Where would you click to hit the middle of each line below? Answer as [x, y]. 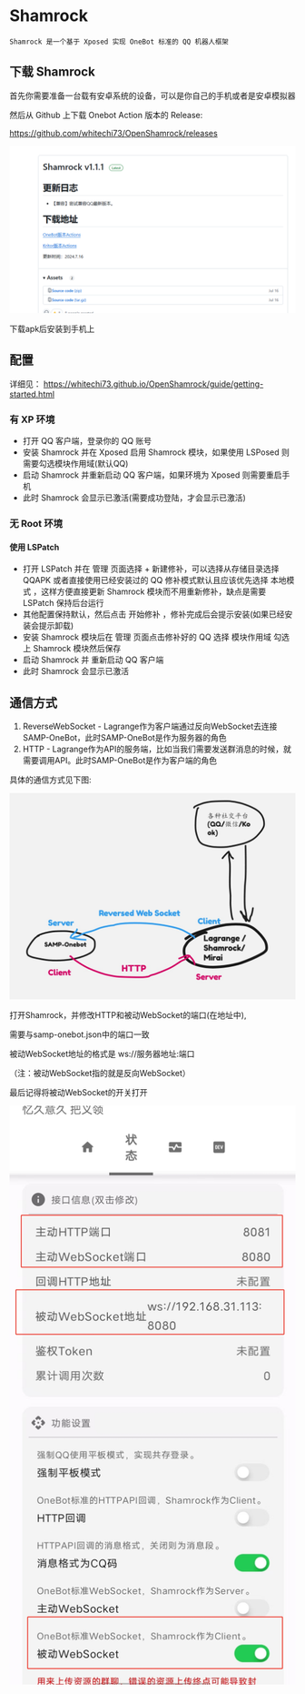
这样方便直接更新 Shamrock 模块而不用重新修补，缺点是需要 [153, 591]
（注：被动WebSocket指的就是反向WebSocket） [100, 1074]
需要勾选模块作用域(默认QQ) [75, 464]
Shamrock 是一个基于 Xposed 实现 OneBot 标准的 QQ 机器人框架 [119, 42]
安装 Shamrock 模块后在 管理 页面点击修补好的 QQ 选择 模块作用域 [147, 637]
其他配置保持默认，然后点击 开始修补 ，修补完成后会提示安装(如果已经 [153, 614]
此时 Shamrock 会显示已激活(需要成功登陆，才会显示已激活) [134, 498]
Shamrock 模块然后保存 [77, 649]
